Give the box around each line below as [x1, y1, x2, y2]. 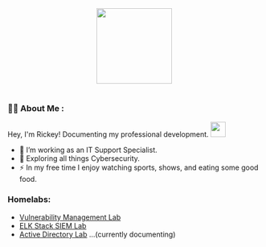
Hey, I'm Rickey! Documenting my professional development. [7, 129, 210, 139]
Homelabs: [7, 194, 51, 205]
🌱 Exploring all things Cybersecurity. [18, 153, 140, 163]
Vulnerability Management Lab [18, 212, 121, 222]
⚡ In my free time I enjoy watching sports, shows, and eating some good [18, 163, 259, 172]
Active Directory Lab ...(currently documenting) [18, 229, 176, 239]
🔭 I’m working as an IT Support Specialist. [18, 145, 158, 154]
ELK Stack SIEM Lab [18, 220, 87, 230]
